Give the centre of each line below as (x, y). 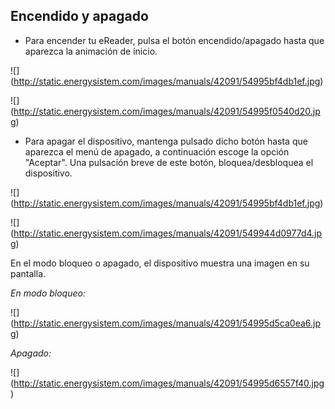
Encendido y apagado (79, 16)
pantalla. (28, 273)
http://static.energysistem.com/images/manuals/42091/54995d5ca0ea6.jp (167, 323)
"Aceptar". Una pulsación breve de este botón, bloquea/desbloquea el (169, 162)
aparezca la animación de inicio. (91, 51)
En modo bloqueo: (48, 293)
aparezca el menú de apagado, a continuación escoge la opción (157, 151)
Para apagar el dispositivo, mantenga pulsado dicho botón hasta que (166, 141)
